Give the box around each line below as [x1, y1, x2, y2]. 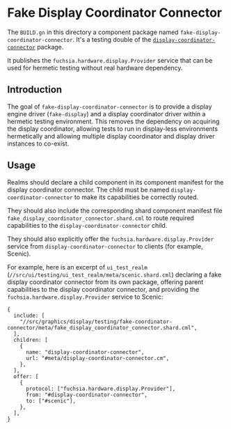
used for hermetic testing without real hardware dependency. [7, 63, 183, 72]
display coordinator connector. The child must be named [7, 185, 170, 194]
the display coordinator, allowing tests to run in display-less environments [7, 124, 218, 133]
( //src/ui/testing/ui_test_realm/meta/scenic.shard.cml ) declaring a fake [7, 270, 222, 279]
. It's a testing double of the [72, 35, 152, 43]
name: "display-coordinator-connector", [25, 348, 145, 356]
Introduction [7, 84, 63, 95]
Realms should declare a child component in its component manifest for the [7, 178, 224, 186]
